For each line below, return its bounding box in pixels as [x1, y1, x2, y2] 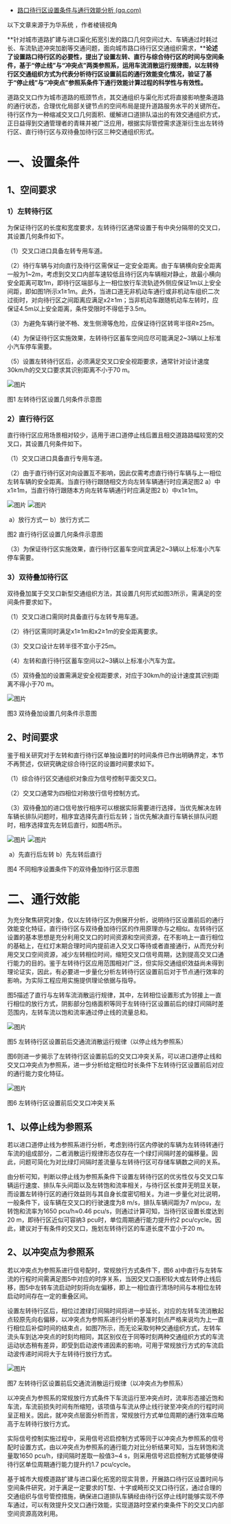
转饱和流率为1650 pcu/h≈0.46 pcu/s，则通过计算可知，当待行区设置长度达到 [7, 1207, 224, 1215]
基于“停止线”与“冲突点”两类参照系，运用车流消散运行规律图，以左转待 [19, 61, 219, 69]
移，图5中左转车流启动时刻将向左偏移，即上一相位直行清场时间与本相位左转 [7, 1283, 222, 1291]
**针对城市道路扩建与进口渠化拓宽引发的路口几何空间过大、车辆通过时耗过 [7, 35, 219, 43]
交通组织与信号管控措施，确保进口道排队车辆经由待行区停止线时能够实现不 [7, 1492, 218, 1500]
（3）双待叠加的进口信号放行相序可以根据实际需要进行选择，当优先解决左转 [7, 803, 222, 812]
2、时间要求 [7, 731, 58, 743]
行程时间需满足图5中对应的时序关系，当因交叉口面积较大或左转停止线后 [19, 1274, 222, 1282]
